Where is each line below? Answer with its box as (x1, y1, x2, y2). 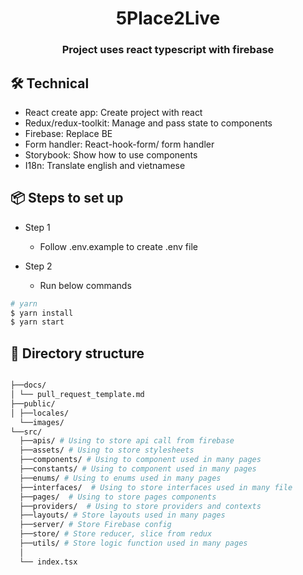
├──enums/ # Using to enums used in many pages (19, 473, 222, 483)
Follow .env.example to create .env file (39, 240, 198, 252)
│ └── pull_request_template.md (10, 390, 145, 400)
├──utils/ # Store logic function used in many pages (19, 538, 248, 549)
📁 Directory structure (10, 345, 145, 362)
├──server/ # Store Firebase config (19, 520, 172, 530)
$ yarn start (10, 317, 65, 327)
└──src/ (10, 427, 43, 437)
